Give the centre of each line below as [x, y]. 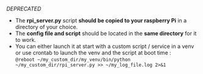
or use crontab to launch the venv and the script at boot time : [93, 53]
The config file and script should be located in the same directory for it [106, 33]
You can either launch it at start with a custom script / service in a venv [105, 46]
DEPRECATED [24, 9]
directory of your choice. [46, 27]
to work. [26, 40]
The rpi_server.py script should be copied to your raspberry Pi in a [101, 20]
